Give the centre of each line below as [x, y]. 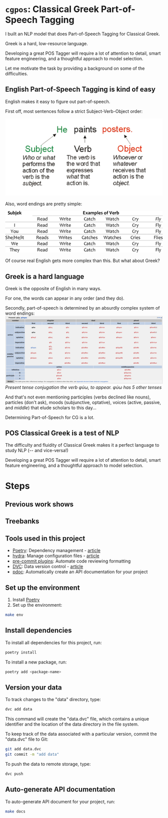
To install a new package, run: [36, 662]
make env [14, 615]
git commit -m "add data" [32, 755]
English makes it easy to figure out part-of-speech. [58, 101]
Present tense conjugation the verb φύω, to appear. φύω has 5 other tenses [83, 387]
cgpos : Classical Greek [52, 9]
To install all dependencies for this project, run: [53, 642]
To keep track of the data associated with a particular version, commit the [81, 734]
